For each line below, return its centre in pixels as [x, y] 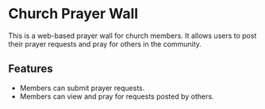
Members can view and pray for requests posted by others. [117, 96]
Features [31, 69]
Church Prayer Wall [73, 14]
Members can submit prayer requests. [82, 88]
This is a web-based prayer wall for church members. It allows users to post [132, 36]
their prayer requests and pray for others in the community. [105, 43]
